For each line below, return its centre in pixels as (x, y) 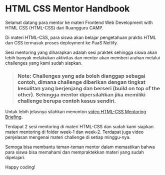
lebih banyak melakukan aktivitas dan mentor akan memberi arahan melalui (82, 57)
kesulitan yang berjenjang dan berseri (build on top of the (88, 88)
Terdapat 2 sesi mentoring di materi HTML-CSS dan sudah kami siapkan (79, 127)
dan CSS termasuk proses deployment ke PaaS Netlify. (62, 42)
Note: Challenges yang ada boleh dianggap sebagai (81, 76)
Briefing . (14, 117)
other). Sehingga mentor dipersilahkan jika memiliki (81, 94)
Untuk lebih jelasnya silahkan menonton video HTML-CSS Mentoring (76, 112)
